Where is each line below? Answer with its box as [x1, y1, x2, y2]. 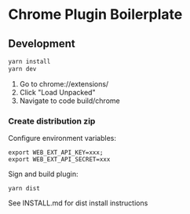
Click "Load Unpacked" [19, 87, 96, 97]
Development [8, 37, 76, 50]
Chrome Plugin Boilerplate [8, 6, 183, 24]
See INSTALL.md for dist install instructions [8, 198, 148, 208]
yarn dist [8, 185, 41, 193]
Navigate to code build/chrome [19, 96, 120, 105]
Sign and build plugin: [8, 169, 79, 179]
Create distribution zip [8, 116, 96, 127]
